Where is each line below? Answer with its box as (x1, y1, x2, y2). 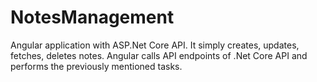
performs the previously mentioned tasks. (10, 60, 183, 72)
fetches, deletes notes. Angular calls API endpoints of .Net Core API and (10, 49, 308, 61)
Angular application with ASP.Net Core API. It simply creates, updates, (10, 39, 300, 51)
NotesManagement (10, 6, 175, 29)
